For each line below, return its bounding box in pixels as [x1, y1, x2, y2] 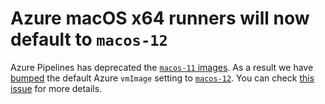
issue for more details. [10, 82, 103, 94]
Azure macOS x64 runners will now [10, 7, 310, 30]
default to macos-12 [10, 28, 168, 51]
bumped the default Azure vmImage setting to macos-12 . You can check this [10, 72, 315, 84]
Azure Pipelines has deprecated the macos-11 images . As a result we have [10, 61, 314, 73]
